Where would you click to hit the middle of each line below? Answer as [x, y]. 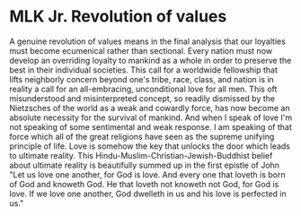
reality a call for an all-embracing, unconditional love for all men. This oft [143, 89]
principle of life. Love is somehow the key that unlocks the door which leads [150, 146]
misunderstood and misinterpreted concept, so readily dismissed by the [142, 98]
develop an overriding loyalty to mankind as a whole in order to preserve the [150, 60]
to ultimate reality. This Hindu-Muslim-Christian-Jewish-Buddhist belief [141, 155]
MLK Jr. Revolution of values [118, 17]
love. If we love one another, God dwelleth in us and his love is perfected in [148, 194]
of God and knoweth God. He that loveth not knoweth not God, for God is [144, 184]
